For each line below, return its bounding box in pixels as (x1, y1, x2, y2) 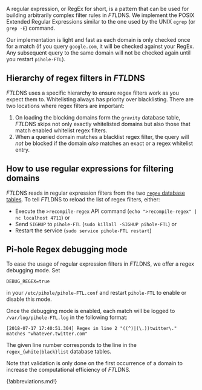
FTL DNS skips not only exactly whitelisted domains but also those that (15, 120, 191, 127)
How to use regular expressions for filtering (6, 164, 174, 174)
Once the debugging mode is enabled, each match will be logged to (6, 308, 175, 315)
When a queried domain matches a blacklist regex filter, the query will (15, 133, 189, 140)
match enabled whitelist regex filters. (15, 127, 108, 134)
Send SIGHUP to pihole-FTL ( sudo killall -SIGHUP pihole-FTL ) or (15, 220, 177, 227)
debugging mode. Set (6, 267, 60, 274)
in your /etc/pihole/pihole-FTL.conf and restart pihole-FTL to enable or (6, 289, 187, 297)
